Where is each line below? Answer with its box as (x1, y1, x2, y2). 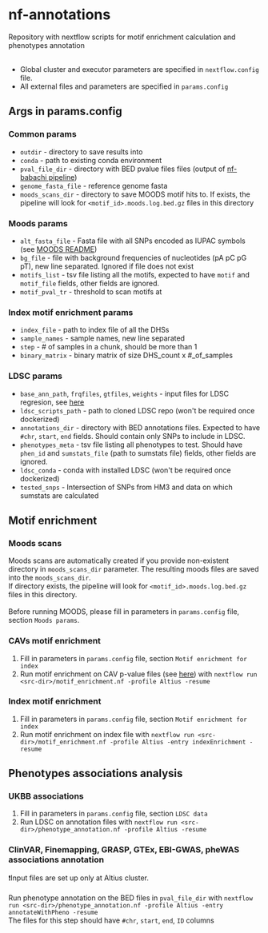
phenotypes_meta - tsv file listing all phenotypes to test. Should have (19, 440, 243, 449)
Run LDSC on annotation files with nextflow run (19, 817, 178, 827)
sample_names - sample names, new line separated (19, 333, 186, 343)
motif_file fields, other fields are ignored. (19, 278, 160, 288)
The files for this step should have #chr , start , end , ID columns (8, 915, 214, 925)
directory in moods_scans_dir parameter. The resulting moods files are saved (8, 564, 259, 574)
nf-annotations (8, 6, 111, 24)
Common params (8, 129, 78, 140)
